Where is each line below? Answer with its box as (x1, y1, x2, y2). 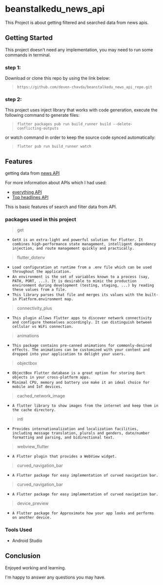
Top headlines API (12, 195, 49, 200)
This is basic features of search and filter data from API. (5, 204, 117, 210)
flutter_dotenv (17, 255, 45, 260)
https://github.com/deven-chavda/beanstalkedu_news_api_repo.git (17, 85, 152, 90)
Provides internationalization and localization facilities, (12, 427, 139, 432)
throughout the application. (12, 269, 72, 274)
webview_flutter (17, 444, 49, 450)
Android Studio (12, 538, 42, 543)
